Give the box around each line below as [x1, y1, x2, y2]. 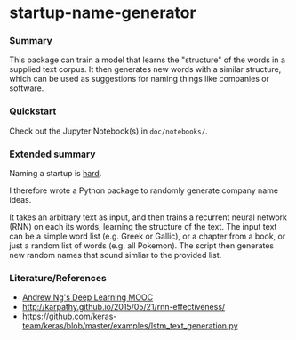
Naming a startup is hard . [9, 168, 102, 179]
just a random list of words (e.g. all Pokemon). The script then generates [9, 240, 274, 251]
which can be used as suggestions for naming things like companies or [9, 74, 269, 85]
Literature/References [9, 272, 107, 284]
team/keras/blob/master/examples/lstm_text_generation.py [21, 320, 238, 331]
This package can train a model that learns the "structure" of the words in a [9, 54, 286, 65]
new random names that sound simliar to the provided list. [9, 250, 222, 261]
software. [9, 83, 44, 93]
